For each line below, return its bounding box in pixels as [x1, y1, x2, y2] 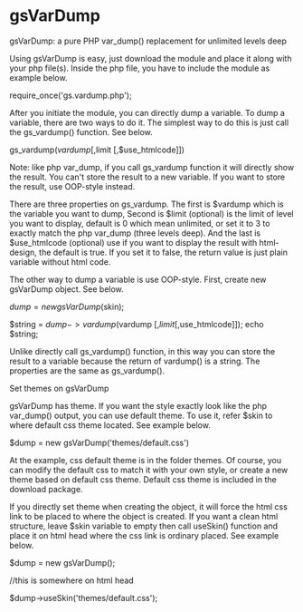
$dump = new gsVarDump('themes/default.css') [9, 437, 190, 448]
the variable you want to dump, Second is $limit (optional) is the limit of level [9, 208, 294, 219]
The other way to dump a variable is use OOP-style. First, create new [9, 274, 267, 285]
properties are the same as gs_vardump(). [9, 364, 166, 376]
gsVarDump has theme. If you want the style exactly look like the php [9, 400, 268, 411]
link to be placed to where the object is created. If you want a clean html [9, 510, 279, 521]
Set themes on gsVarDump [9, 383, 109, 393]
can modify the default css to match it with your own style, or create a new [9, 464, 289, 475]
